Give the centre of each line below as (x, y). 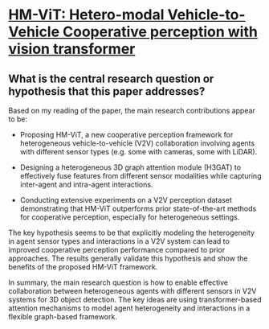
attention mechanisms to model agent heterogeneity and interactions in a (129, 308)
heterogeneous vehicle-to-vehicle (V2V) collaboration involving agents (137, 143)
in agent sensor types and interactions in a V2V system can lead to (119, 241)
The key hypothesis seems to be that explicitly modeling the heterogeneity (132, 232)
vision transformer (72, 49)
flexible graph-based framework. (63, 317)
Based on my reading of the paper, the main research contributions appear (132, 111)
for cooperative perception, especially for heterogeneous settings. (130, 217)
